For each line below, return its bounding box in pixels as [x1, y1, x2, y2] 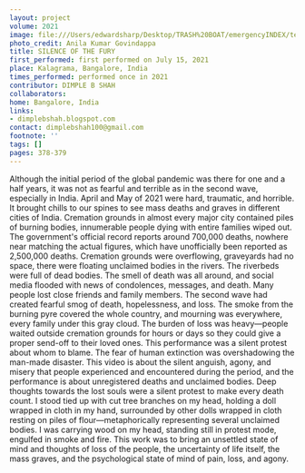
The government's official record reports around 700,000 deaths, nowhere [9, 231, 289, 241]
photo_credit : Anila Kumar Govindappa [9, 38, 156, 48]
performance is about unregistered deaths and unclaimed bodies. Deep [9, 376, 277, 387]
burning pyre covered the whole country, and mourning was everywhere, [9, 308, 283, 319]
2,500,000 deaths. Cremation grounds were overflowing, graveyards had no [9, 251, 294, 261]
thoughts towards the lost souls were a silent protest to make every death [9, 385, 284, 396]
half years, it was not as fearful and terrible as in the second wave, [9, 182, 259, 193]
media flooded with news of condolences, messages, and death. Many [9, 279, 274, 291]
